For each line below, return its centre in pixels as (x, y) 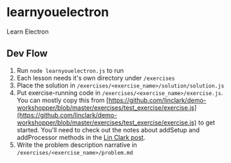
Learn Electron (28, 31)
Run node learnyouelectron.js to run (70, 70)
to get (206, 122)
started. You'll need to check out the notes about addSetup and (108, 129)
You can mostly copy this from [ (63, 100)
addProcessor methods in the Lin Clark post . (81, 137)
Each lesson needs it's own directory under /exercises (96, 78)
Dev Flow (27, 54)
